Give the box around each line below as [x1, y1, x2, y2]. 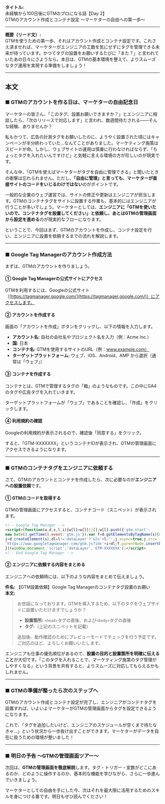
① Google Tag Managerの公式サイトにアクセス [5, 275, 103, 281]
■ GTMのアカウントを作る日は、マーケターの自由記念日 [5, 99, 138, 106]
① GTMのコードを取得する [5, 495, 61, 501]
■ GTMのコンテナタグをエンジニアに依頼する [5, 465, 113, 471]
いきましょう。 [9, 777, 40, 783]
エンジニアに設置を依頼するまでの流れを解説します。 [13, 233, 121, 239]
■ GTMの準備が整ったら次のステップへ [5, 687, 98, 694]
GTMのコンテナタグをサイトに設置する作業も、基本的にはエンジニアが [13, 198, 156, 203]
